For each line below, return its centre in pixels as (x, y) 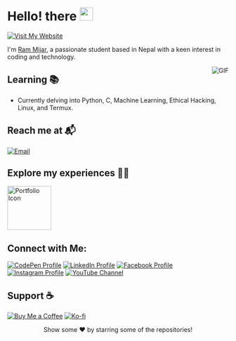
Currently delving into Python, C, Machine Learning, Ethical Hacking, (117, 100)
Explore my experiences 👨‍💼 (68, 173)
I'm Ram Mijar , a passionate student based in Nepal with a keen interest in (114, 49)
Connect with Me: (47, 248)
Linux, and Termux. (45, 107)
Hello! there (42, 16)
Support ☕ (31, 296)
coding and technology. (41, 57)
